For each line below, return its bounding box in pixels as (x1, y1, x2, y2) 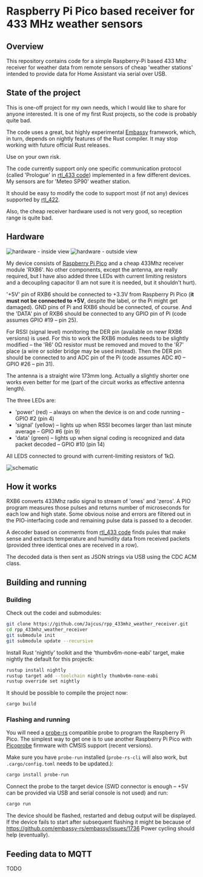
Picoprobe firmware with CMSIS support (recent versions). (6, 742, 153, 749)
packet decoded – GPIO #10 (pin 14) (15, 441, 105, 448)
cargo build (6, 701, 36, 707)
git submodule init (6, 632, 56, 638)
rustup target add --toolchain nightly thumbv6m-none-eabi (6, 673, 159, 679)
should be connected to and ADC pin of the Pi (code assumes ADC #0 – (6, 353, 186, 361)
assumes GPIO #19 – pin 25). (6, 316, 78, 324)
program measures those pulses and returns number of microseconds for (6, 504, 190, 512)
